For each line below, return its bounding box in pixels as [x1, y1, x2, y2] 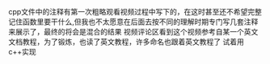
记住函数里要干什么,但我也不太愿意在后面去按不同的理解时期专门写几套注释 [8, 17, 259, 26]
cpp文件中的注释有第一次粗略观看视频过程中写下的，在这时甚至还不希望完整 [8, 7, 263, 16]
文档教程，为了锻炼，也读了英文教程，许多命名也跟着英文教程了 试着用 [8, 37, 244, 46]
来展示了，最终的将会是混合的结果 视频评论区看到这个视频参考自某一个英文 [8, 27, 259, 36]
